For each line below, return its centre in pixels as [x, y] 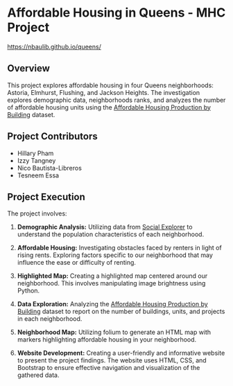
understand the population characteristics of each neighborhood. [111, 234]
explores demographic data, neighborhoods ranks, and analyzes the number [116, 100]
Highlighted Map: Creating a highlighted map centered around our [112, 276]
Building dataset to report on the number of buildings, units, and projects [121, 312]
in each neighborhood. [50, 319]
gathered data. [38, 375]
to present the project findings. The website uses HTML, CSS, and [112, 360]
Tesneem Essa [38, 175]
